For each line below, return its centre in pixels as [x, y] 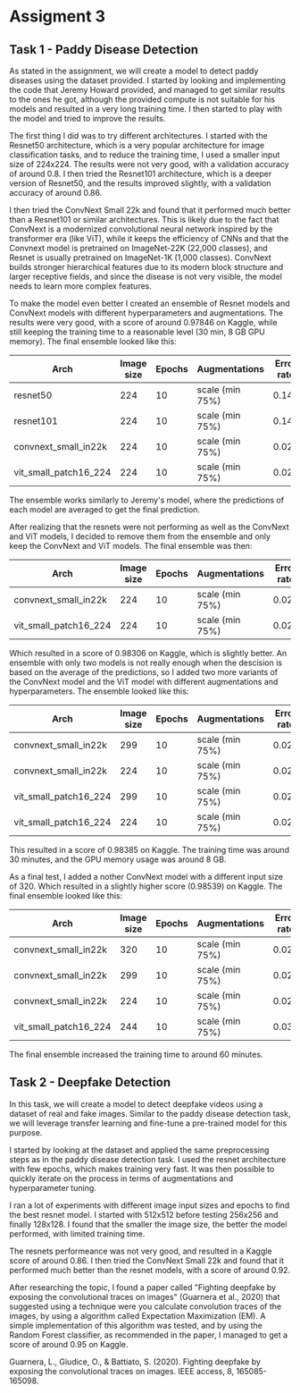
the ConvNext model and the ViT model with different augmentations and [144, 682]
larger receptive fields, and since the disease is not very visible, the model [146, 276]
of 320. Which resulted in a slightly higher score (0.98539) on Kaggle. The [146, 886]
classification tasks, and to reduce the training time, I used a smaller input [145, 155]
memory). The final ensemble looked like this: [93, 341]
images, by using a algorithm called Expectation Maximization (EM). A [137, 1315]
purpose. [26, 1132]
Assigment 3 [57, 17]
